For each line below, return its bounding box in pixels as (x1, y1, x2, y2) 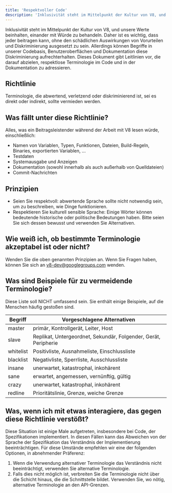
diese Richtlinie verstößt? (5, 415, 89, 423)
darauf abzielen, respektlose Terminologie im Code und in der (5, 59, 136, 65)
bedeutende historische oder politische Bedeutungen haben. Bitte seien (12, 214, 164, 221)
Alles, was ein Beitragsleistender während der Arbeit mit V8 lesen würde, (5, 127, 160, 133)
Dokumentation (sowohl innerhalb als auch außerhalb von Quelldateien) (12, 164, 164, 170)
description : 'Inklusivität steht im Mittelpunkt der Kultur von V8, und (5, 12, 166, 17)
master (8, 324, 25, 331)
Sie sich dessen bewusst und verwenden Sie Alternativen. (12, 220, 136, 226)
